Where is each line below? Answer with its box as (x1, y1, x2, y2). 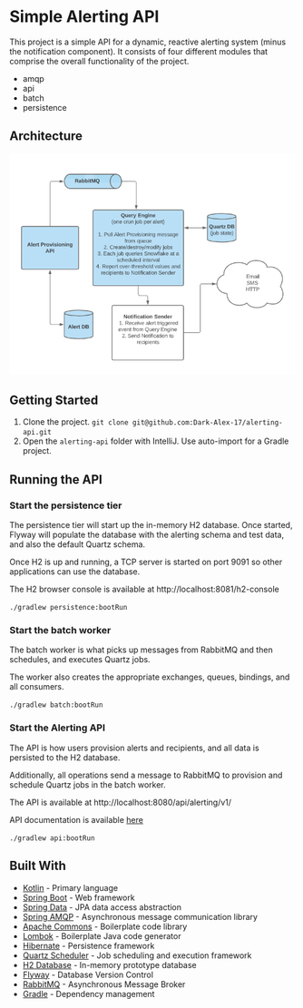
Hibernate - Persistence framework (22, 940, 155, 951)
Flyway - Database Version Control (22, 969, 154, 980)
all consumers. (9, 681, 65, 692)
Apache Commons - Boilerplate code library (22, 921, 188, 932)
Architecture (9, 129, 83, 144)
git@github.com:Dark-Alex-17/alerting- (132, 418, 283, 427)
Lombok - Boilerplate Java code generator (22, 930, 181, 941)
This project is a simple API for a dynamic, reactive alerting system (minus (9, 36, 287, 47)
